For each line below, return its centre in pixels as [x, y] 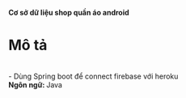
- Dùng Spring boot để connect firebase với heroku [93, 76]
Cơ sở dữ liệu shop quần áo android [69, 13]
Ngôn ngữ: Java [36, 84]
